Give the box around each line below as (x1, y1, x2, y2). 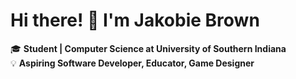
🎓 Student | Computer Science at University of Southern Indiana (10, 42, 287, 54)
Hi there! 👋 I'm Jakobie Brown (10, 9, 260, 32)
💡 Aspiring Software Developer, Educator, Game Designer (10, 57, 255, 69)
